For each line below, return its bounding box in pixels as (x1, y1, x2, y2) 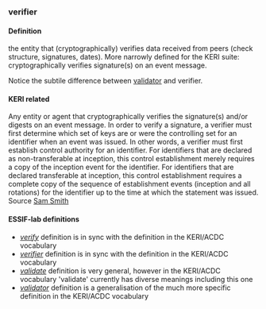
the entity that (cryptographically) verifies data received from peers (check (8, 44, 253, 53)
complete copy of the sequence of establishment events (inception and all (8, 180, 252, 189)
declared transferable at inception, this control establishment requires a (8, 171, 242, 180)
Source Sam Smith (8, 196, 69, 206)
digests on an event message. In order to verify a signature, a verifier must (8, 120, 253, 129)
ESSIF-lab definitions (8, 214, 79, 224)
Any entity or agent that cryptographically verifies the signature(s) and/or (8, 112, 249, 122)
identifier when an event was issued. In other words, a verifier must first (8, 137, 244, 147)
